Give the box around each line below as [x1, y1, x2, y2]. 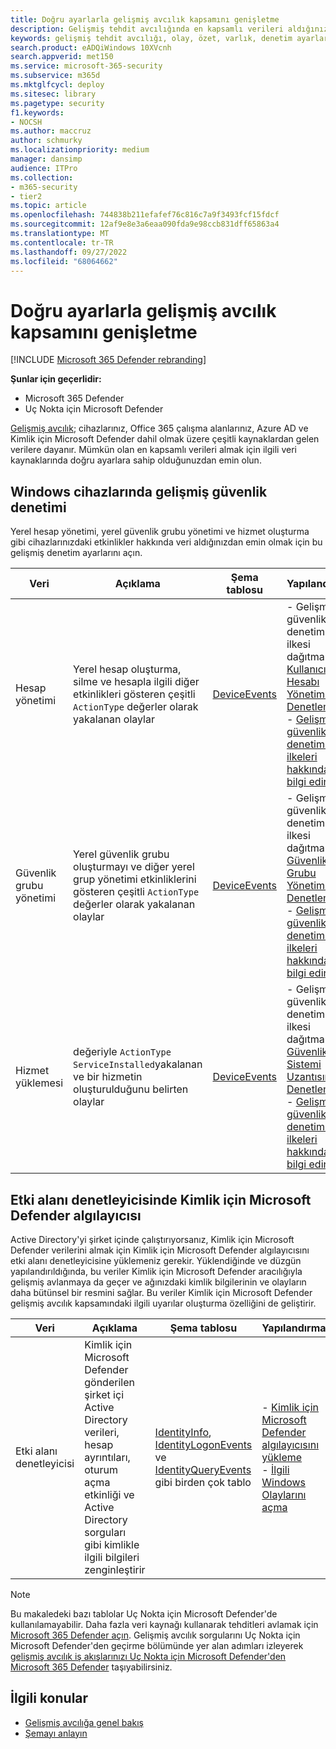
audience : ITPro [10, 163, 78, 173]
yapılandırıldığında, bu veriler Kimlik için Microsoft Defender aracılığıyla [10, 1265, 303, 1277]
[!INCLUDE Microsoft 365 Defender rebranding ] [10, 354, 207, 366]
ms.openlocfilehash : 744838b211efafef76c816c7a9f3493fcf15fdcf [10, 210, 280, 220]
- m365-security [10, 182, 78, 192]
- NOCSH [10, 117, 43, 127]
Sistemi [286, 1057, 322, 1071]
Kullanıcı [286, 662, 327, 676]
